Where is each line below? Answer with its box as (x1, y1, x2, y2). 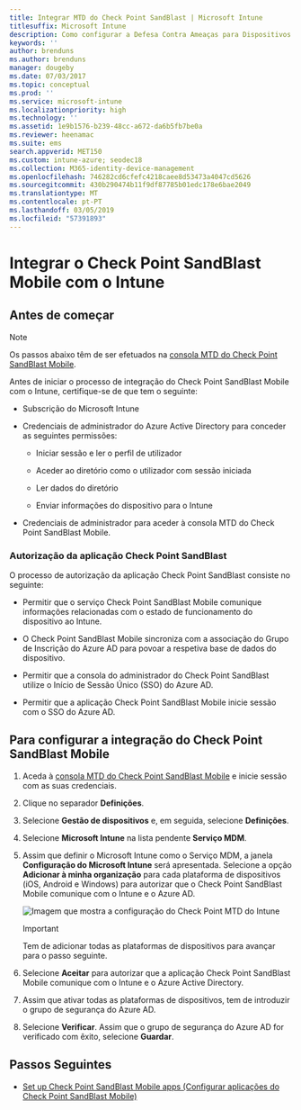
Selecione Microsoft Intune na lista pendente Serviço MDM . (22, 832, 247, 843)
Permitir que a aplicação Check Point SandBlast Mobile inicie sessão (22, 697, 277, 708)
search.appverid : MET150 (9, 147, 102, 156)
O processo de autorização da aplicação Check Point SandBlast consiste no (9, 569, 290, 581)
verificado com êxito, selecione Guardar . (22, 1031, 174, 1042)
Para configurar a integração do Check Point (9, 733, 263, 748)
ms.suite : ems (9, 139, 63, 148)
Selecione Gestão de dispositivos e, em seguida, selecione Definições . (22, 815, 289, 826)
